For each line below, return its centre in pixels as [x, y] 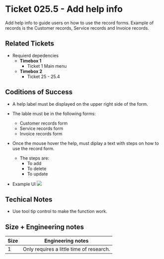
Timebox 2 [31, 71]
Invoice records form [41, 133]
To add [34, 163]
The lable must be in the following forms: [54, 113]
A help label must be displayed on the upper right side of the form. [80, 104]
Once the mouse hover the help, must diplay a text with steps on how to [86, 143]
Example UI [24, 184]
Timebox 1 [30, 61]
